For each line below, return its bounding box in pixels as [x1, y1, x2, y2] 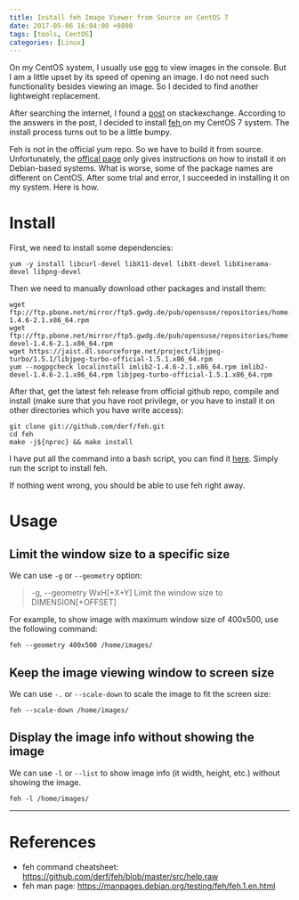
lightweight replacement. [9, 91, 101, 101]
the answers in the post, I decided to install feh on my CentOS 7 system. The [9, 118, 290, 128]
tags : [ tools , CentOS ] [9, 29, 93, 38]
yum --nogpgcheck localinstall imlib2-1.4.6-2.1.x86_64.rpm [9, 362, 238, 372]
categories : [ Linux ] [9, 37, 86, 47]
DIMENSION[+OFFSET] [30, 597, 117, 608]
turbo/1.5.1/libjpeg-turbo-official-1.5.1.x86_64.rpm [9, 355, 214, 364]
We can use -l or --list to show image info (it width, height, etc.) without [9, 767, 280, 778]
